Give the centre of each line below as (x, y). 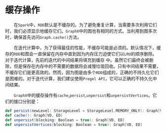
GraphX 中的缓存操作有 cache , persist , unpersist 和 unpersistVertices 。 (83, 95)
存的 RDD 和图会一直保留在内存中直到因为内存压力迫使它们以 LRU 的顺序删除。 (81, 54)
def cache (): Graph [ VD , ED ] (34, 115)
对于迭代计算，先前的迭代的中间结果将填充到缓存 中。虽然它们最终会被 (77, 60)
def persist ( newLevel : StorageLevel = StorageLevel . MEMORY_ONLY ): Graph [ (83, 111)
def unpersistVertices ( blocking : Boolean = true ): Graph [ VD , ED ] (74, 125)
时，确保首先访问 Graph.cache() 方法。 (43, 37)
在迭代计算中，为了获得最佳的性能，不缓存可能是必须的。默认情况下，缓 (87, 47)
